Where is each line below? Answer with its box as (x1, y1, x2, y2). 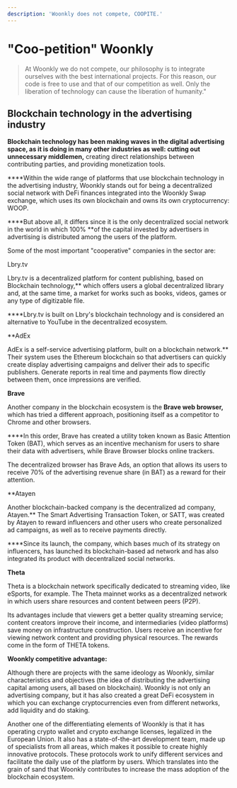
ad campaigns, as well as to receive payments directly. (7, 526, 167, 534)
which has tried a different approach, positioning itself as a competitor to (7, 411, 219, 419)
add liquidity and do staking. (7, 706, 90, 715)
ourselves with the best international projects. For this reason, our (24, 72, 217, 80)
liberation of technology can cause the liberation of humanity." (24, 87, 207, 96)
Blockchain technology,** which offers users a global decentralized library (7, 282, 224, 290)
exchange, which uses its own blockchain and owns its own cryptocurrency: (7, 196, 230, 205)
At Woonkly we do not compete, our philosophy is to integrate (24, 65, 205, 73)
